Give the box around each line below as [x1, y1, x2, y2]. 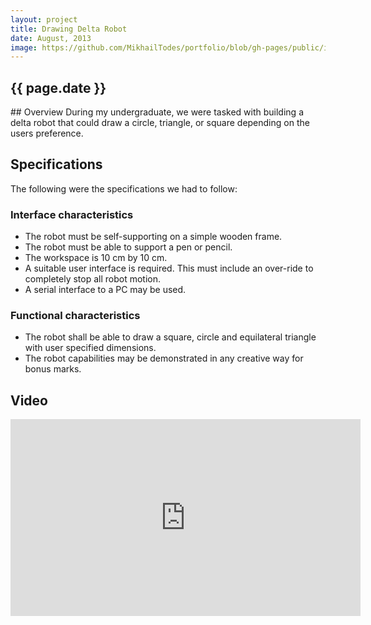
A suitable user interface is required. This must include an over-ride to [24, 262, 314, 275]
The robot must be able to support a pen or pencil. [24, 241, 233, 253]
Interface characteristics [10, 207, 134, 221]
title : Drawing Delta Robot [10, 24, 128, 34]
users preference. [10, 127, 84, 140]
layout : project [10, 14, 78, 25]
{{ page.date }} [10, 79, 107, 96]
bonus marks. [24, 363, 82, 375]
